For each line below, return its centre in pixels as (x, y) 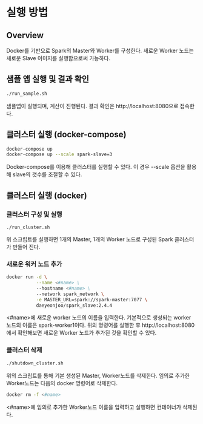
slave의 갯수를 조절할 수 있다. (47, 174)
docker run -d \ (27, 277)
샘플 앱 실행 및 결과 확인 (48, 79)
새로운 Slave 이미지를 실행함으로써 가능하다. (58, 58)
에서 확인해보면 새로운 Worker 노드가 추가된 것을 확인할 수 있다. (82, 333)
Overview (25, 35)
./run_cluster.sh (28, 227)
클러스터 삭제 (24, 350)
